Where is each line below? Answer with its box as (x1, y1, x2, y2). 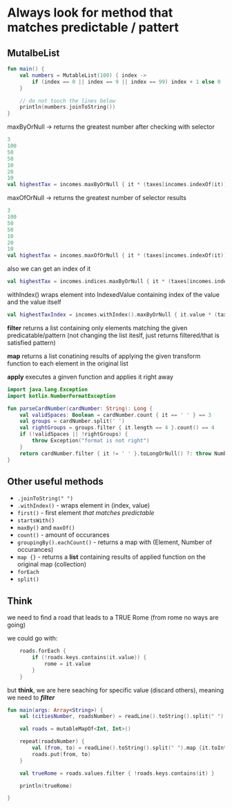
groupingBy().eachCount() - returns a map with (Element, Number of (17, 538, 213, 546)
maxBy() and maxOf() (17, 523, 75, 532)
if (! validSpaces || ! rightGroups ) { (19, 431, 128, 438)
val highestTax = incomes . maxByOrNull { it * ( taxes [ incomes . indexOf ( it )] (7, 181, 227, 188)
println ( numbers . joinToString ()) (19, 104, 116, 111)
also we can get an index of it (7, 264, 91, 273)
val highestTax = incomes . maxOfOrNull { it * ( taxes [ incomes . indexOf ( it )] (7, 252, 227, 259)
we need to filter (7, 693, 55, 701)
